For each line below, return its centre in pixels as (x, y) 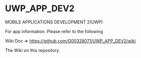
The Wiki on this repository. (33, 50)
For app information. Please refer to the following (54, 31)
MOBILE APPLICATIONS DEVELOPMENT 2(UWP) (54, 22)
